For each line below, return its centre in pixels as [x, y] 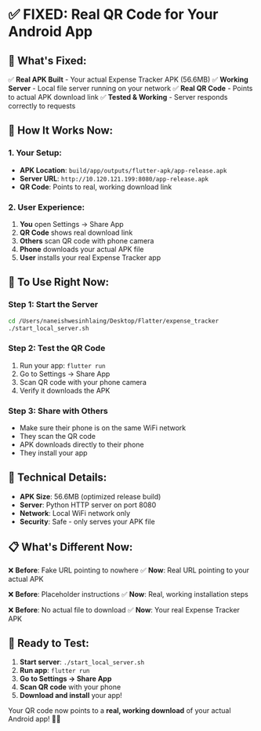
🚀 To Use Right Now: [59, 282]
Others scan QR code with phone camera [87, 240]
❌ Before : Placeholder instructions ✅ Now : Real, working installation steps [128, 594]
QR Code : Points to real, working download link [96, 187]
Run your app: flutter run [62, 365]
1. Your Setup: [35, 153]
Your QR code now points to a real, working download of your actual [120, 711]
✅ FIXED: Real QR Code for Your [113, 15]
